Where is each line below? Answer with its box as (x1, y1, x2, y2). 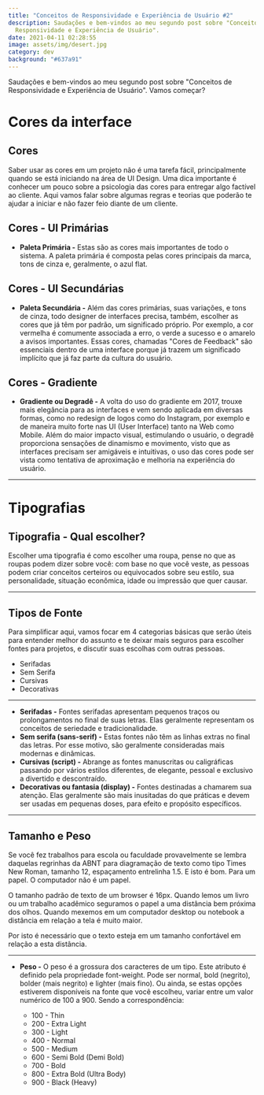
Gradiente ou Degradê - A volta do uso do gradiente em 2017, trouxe (19, 397, 243, 406)
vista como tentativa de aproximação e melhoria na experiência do (19, 455, 236, 465)
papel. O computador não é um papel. (8, 875, 131, 885)
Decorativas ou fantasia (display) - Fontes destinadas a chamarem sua (19, 782, 252, 792)
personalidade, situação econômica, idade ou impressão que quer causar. (8, 576, 248, 585)
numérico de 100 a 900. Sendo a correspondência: (19, 995, 185, 1004)
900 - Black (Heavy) (31, 1077, 97, 1087)
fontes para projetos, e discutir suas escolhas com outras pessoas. (8, 644, 225, 654)
